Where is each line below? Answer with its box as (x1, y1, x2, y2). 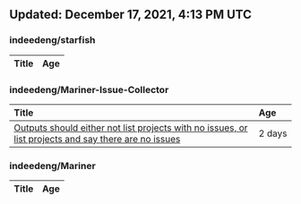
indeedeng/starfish (9, 34, 96, 47)
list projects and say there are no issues (13, 132, 181, 145)
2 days (258, 127, 288, 140)
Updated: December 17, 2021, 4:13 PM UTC (9, 7, 253, 22)
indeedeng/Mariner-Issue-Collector (9, 83, 169, 96)
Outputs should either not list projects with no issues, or (13, 121, 248, 133)
